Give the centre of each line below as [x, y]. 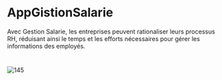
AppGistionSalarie [60, 13]
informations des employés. [46, 46]
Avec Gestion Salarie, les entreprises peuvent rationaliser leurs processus [111, 31]
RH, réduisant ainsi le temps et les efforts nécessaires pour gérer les [103, 38]
